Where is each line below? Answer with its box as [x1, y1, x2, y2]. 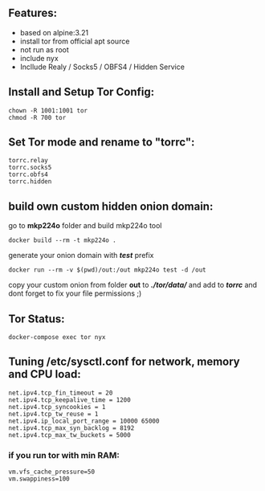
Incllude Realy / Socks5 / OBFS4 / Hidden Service [19, 62, 185, 72]
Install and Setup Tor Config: [8, 85, 155, 99]
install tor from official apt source [19, 36, 130, 46]
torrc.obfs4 [8, 170, 48, 179]
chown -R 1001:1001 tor [8, 106, 88, 115]
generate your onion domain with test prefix [8, 251, 154, 260]
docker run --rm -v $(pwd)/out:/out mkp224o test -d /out [8, 266, 206, 274]
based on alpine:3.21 [19, 27, 89, 37]
